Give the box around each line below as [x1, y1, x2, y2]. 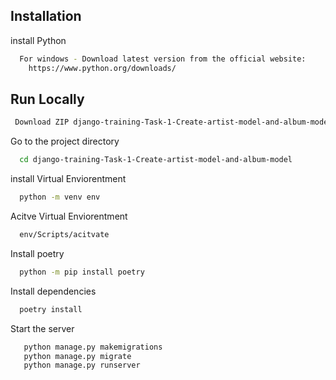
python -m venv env [19, 192, 101, 203]
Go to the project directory [10, 135, 120, 148]
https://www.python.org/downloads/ [28, 63, 177, 73]
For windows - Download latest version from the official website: [19, 54, 307, 64]
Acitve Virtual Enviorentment [10, 210, 128, 222]
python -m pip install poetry [19, 267, 145, 277]
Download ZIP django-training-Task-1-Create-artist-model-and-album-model [14, 117, 333, 128]
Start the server [10, 322, 75, 334]
